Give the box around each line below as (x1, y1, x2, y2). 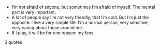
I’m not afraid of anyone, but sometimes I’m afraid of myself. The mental (11, 4, 155, 10)
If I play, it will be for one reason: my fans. (11, 30, 95, 35)
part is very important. (11, 9, 56, 15)
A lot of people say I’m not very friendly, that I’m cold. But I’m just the (11, 15, 149, 20)
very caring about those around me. (11, 25, 83, 31)
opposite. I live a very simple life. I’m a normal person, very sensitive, (11, 19, 149, 25)
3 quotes (4, 39, 22, 45)
